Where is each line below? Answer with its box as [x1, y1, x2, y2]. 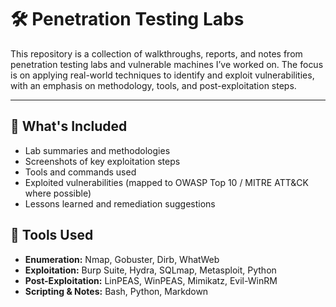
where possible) [24, 187, 92, 199]
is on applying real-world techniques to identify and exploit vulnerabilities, [10, 69, 315, 81]
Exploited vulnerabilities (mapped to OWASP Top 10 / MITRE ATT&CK [24, 176, 309, 188]
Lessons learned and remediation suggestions [24, 197, 216, 210]
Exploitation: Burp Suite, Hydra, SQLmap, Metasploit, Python [24, 264, 277, 276]
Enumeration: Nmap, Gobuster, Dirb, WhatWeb [24, 253, 220, 265]
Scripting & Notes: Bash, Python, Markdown [24, 285, 209, 297]
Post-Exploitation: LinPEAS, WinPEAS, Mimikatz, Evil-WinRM [24, 274, 278, 286]
